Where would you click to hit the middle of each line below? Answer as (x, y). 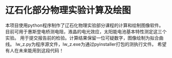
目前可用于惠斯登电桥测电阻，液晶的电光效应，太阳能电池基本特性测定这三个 (86, 31)
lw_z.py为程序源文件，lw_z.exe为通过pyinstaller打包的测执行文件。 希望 (91, 44)
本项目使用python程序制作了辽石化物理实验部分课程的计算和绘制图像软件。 (84, 25)
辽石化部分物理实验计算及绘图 (68, 10)
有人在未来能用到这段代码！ (35, 50)
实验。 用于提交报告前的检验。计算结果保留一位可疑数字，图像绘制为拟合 (82, 38)
